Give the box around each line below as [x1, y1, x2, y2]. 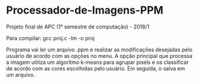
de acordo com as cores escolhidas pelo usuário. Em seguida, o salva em [6, 64, 185, 72]
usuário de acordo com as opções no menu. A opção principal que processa [6, 52, 193, 59]
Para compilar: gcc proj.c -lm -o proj [6, 34, 95, 41]
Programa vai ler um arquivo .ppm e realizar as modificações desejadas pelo [6, 46, 193, 53]
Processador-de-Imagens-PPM [6, 4, 164, 17]
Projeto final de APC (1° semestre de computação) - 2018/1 [6, 23, 150, 30]
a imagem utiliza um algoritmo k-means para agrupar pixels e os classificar [6, 59, 189, 66]
